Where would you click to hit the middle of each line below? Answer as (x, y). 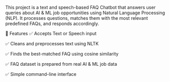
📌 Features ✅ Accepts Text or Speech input (51, 33)
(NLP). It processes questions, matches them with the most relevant (77, 18)
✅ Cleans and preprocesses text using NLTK (52, 44)
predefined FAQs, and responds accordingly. (52, 23)
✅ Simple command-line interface (41, 74)
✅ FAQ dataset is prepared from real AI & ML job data (61, 64)
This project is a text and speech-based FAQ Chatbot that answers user (80, 7)
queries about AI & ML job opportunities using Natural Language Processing (85, 13)
